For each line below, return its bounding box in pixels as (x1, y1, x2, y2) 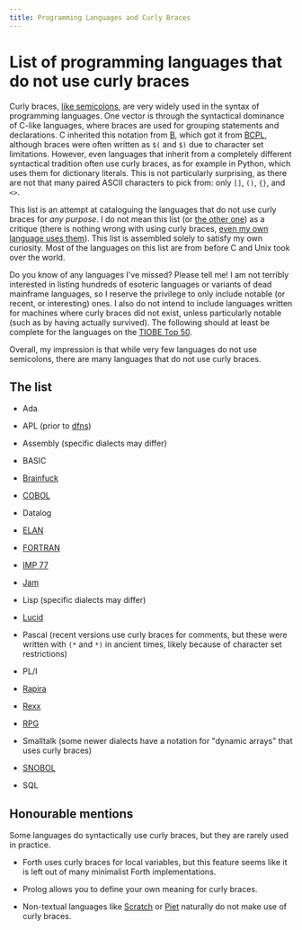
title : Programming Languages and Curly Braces (9, 13, 191, 22)
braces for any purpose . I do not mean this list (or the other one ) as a (9, 213, 265, 225)
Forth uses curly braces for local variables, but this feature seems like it (22, 857, 288, 868)
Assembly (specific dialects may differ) (22, 438, 168, 449)
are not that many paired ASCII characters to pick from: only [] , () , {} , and (9, 177, 286, 188)
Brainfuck (22, 473, 58, 483)
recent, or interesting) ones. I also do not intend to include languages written (9, 297, 293, 308)
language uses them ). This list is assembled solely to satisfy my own (9, 233, 263, 244)
